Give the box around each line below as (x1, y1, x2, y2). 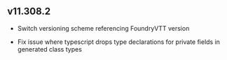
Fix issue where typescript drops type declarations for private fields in (17, 38, 221, 46)
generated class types (17, 45, 83, 53)
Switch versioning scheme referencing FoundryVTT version (17, 24, 190, 32)
